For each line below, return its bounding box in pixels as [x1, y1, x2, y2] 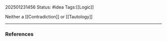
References [5, 31, 34, 38]
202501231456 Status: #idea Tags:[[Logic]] [5, 4, 94, 10]
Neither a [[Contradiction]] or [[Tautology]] [5, 14, 93, 19]
